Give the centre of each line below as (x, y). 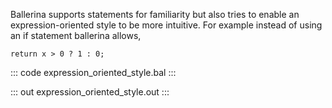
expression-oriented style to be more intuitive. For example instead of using (166, 25)
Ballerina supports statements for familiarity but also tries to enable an (155, 14)
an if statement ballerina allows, (76, 35)
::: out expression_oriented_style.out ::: (90, 92)
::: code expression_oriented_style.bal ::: (93, 72)
